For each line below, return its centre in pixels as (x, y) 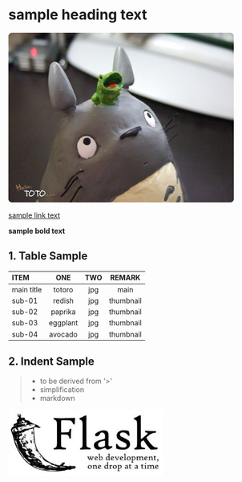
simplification (62, 389)
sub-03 (25, 323)
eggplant (63, 323)
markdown (58, 398)
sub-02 (25, 312)
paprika (63, 312)
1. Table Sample (48, 256)
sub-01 (25, 300)
